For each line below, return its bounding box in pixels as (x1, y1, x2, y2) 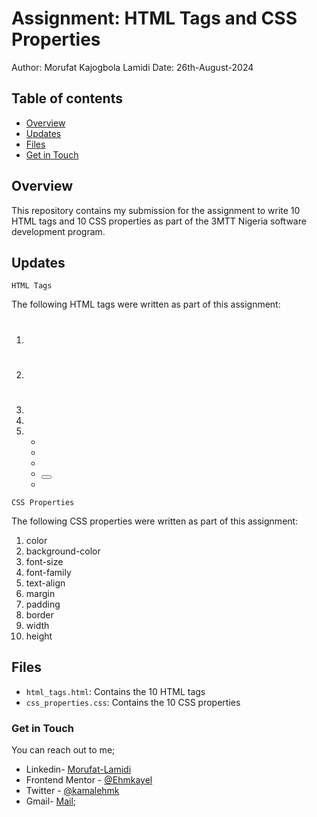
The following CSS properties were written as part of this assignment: (11, 515, 299, 527)
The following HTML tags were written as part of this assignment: (11, 298, 281, 311)
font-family (25, 566, 72, 578)
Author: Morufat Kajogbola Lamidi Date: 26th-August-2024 (11, 61, 254, 73)
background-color (25, 545, 101, 557)
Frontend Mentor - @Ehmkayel (25, 774, 153, 786)
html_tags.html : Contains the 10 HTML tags (25, 685, 206, 697)
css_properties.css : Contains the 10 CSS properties (25, 696, 241, 708)
